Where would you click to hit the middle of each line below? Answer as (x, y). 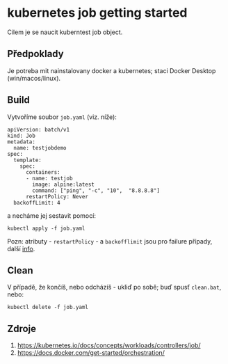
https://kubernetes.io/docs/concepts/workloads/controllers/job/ (109, 345)
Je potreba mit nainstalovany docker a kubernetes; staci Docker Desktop (112, 70)
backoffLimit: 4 (37, 203)
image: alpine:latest (64, 184)
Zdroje (22, 329)
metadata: (22, 142)
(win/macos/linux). (34, 78)
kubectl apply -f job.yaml (46, 228)
